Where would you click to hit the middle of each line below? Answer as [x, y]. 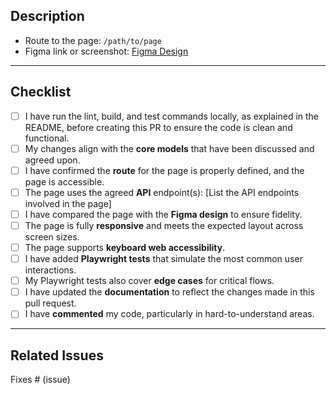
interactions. [50, 270]
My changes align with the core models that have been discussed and [169, 148]
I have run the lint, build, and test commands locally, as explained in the [172, 116]
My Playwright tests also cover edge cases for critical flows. [149, 281]
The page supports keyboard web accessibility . [125, 247]
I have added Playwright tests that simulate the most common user [163, 259]
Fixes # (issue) [40, 380]
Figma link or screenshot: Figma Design [106, 51]
